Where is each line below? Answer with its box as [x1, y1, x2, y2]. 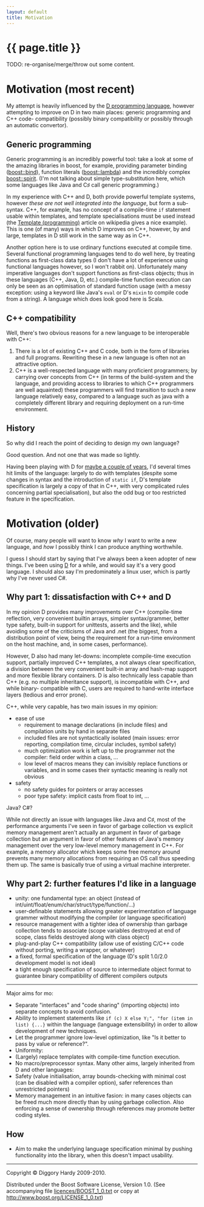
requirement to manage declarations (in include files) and [24, 721, 168, 728]
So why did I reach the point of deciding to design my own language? [6, 439, 180, 447]
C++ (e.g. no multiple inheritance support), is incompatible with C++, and [6, 678, 190, 685]
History [6, 423, 35, 434]
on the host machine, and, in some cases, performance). [6, 640, 148, 648]
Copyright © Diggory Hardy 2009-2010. [6, 1169, 106, 1177]
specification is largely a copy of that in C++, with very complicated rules [6, 482, 189, 490]
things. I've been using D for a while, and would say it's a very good [6, 561, 176, 569]
